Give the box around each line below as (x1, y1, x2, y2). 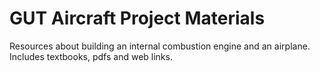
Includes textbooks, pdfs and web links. (9, 50, 173, 62)
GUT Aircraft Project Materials (9, 7, 266, 30)
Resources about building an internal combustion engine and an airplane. (9, 40, 311, 52)
